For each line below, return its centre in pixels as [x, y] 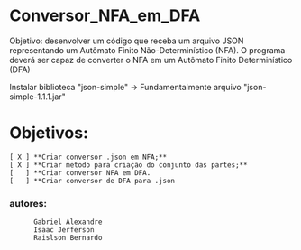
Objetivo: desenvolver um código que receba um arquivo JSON [127, 41]
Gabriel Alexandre [68, 222]
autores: [28, 203]
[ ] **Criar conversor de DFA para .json [92, 181]
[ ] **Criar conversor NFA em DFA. [80, 172]
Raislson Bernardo [68, 238]
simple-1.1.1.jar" [37, 97]
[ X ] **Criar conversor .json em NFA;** [88, 157]
